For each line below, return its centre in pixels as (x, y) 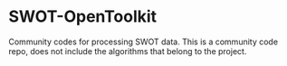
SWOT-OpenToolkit (83, 17)
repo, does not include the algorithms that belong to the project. (128, 51)
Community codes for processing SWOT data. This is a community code (143, 42)
